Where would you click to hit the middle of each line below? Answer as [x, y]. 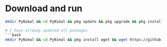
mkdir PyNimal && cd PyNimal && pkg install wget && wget [66, 40]
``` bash [13, 35]
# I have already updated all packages [46, 30]
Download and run [44, 9]
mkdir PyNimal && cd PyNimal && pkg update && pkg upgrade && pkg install [84, 22]
